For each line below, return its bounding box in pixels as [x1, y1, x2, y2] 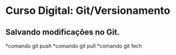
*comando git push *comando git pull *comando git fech [5, 42, 142, 49]
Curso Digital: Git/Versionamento [5, 4, 171, 17]
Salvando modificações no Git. [5, 27, 120, 37]
